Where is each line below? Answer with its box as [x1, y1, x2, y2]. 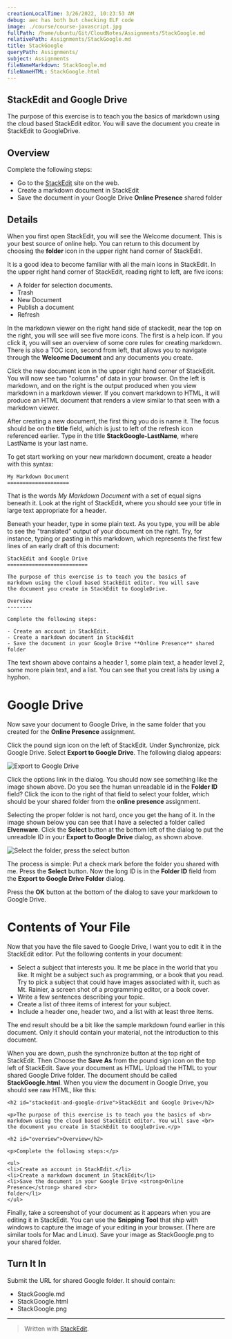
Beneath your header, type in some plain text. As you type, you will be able [7, 519, 220, 527]
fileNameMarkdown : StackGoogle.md [7, 62, 107, 69]
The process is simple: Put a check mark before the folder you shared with [7, 859, 220, 868]
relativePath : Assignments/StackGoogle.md [7, 36, 131, 43]
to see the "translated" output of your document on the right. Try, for [7, 527, 202, 535]
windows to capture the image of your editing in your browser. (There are [7, 1223, 215, 1231]
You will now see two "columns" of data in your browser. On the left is [7, 374, 206, 382]
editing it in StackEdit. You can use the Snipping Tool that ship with [7, 1216, 199, 1224]
